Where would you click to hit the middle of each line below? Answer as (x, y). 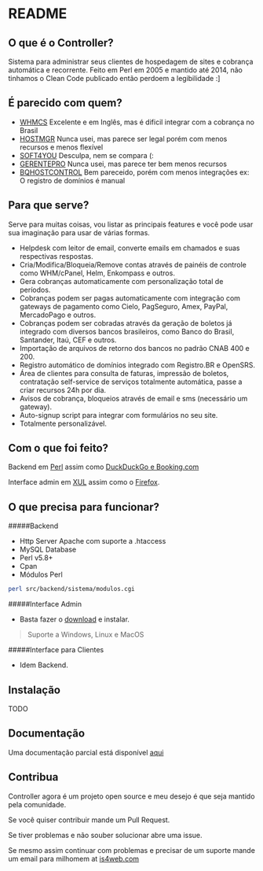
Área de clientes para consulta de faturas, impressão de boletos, (124, 373)
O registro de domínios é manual (72, 180)
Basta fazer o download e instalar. (74, 619)
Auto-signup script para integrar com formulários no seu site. (119, 415)
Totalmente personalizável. (63, 423)
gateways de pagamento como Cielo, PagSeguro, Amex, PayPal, (124, 306)
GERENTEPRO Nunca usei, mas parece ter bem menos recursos (123, 164)
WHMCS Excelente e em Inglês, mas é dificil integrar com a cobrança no (137, 122)
